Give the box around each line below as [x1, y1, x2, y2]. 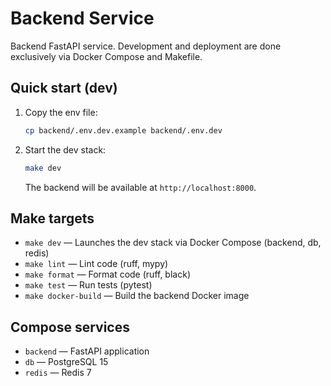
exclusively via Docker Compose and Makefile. [10, 50, 203, 62]
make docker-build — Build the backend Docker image [24, 290, 250, 302]
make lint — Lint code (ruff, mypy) [24, 258, 169, 270]
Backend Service [10, 7, 155, 30]
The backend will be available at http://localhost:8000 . [24, 181, 257, 193]
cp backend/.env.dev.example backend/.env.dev [24, 125, 223, 136]
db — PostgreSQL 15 [24, 356, 109, 368]
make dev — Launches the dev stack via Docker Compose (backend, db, [24, 237, 322, 249]
